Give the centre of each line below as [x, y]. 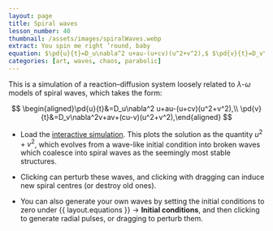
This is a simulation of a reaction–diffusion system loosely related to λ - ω [130, 84]
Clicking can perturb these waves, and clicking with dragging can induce [142, 177]
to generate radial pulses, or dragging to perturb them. [111, 219]
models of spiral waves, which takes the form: [85, 92]
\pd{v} [251, 108]
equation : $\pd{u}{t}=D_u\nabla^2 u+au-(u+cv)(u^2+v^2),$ [108, 53]
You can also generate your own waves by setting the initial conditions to [142, 201]
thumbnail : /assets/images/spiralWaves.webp [85, 38]
